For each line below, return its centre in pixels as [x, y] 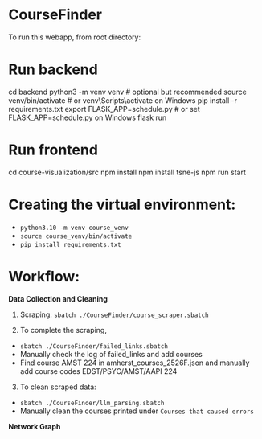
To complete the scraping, [63, 330]
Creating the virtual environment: [122, 205]
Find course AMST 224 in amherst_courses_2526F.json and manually [135, 363]
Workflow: [44, 276]
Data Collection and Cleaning [58, 298]
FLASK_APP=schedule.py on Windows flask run [88, 117]
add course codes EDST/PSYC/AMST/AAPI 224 [98, 371]
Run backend [53, 70]
